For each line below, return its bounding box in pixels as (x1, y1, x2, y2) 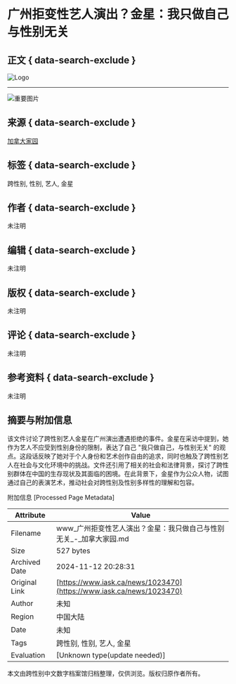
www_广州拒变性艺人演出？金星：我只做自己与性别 (55, 523, 225, 533)
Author (11, 598, 34, 608)
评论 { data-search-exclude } (7, 329, 136, 341)
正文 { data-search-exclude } (7, 54, 136, 66)
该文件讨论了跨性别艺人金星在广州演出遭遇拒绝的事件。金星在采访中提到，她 (7, 434, 229, 442)
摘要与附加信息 (7, 414, 72, 426)
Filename (11, 528, 41, 538)
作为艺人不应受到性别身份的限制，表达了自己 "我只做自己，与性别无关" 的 (7, 443, 220, 452)
